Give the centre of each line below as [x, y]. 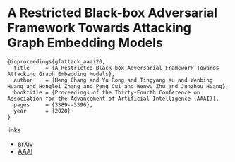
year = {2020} [42, 111]
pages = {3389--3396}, [53, 105]
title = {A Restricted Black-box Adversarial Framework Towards [116, 68]
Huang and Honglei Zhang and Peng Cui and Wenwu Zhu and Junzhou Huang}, [118, 86]
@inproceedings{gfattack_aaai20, [56, 61]
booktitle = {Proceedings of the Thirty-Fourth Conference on [107, 92]
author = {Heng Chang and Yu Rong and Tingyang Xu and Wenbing [113, 80]
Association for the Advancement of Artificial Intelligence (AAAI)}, [113, 99]
